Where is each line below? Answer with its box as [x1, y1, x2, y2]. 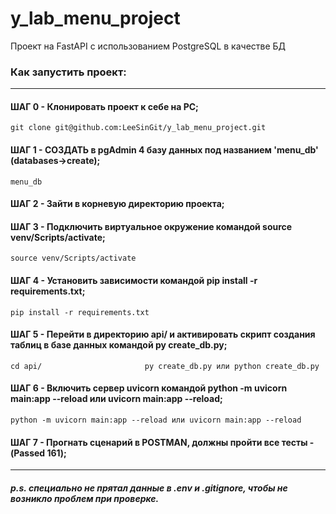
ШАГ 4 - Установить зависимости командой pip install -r [10, 275, 258, 287]
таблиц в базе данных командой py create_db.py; [10, 339, 228, 351]
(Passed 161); [10, 447, 67, 459]
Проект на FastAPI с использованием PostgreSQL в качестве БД [10, 40, 287, 52]
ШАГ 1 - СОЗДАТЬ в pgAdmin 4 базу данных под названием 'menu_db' [10, 144, 319, 156]
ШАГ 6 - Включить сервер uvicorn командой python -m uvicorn [10, 382, 288, 394]
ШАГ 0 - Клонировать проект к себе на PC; [10, 100, 199, 112]
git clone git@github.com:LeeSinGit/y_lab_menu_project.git [10, 123, 267, 133]
